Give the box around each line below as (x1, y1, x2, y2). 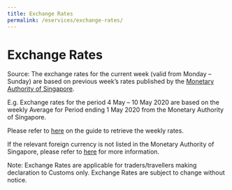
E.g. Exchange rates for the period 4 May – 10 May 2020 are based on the (7, 98, 220, 107)
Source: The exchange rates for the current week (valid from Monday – (7, 70, 212, 78)
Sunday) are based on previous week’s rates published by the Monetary (7, 78, 215, 86)
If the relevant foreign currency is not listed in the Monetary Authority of (7, 140, 215, 149)
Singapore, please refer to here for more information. (7, 147, 159, 156)
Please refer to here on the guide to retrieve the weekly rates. (7, 126, 184, 135)
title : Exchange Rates (7, 10, 73, 17)
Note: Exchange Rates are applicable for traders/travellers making (7, 161, 197, 170)
